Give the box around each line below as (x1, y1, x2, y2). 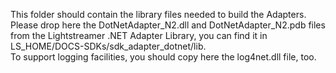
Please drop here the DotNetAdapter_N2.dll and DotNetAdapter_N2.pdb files (10, 19, 326, 31)
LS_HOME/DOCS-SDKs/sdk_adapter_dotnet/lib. (10, 40, 207, 52)
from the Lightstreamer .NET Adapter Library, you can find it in (10, 30, 268, 41)
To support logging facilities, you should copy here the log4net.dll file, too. (10, 51, 317, 63)
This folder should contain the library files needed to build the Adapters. (10, 9, 307, 20)
